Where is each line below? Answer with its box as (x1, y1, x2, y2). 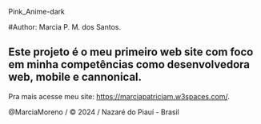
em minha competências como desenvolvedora (8, 58, 251, 71)
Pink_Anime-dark (8, 7, 66, 16)
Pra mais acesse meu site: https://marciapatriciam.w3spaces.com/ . (8, 91, 231, 101)
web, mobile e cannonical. (8, 70, 143, 84)
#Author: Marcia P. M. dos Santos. (8, 22, 122, 31)
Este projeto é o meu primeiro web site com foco (8, 46, 254, 59)
